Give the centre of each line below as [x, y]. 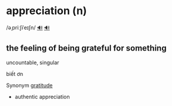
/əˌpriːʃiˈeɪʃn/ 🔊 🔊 [28, 27]
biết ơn [15, 74]
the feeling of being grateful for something [87, 48]
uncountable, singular [33, 62]
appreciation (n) [47, 11]
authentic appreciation [42, 97]
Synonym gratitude [29, 85]
